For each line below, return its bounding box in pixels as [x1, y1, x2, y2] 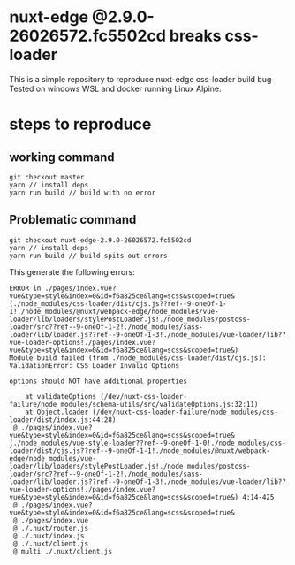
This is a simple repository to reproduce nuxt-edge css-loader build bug [9, 73, 272, 84]
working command [9, 149, 115, 164]
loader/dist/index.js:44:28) [9, 415, 117, 424]
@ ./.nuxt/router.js [12, 523, 89, 532]
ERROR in [9, 284, 42, 293]
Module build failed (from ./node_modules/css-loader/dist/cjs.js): [9, 353, 267, 363]
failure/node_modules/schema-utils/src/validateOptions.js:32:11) [9, 400, 259, 408]
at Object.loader [25, 408, 89, 416]
